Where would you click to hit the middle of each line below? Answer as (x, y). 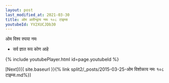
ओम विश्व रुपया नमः (21, 39)
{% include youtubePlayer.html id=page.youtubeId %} (62, 59)
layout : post (19, 10)
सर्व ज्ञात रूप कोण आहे (30, 49)
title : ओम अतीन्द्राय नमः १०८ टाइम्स (37, 19)
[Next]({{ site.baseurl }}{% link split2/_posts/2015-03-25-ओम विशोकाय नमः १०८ (85, 69)
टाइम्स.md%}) (18, 75)
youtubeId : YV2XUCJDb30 (31, 24)
